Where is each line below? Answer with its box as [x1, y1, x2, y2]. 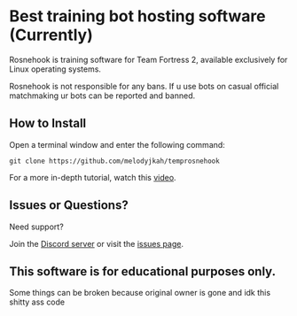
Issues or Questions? [9, 197, 129, 213]
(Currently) [9, 25, 93, 45]
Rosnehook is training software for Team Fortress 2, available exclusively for [9, 54, 288, 65]
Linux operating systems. [9, 64, 102, 74]
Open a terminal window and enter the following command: [9, 139, 226, 150]
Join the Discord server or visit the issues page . [9, 238, 184, 249]
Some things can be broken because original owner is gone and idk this [9, 288, 271, 298]
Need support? [9, 221, 64, 232]
